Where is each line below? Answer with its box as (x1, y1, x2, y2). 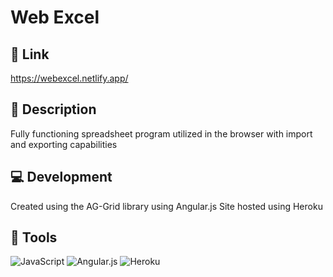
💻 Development (10, 169, 113, 186)
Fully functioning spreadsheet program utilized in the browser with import (10, 127, 313, 140)
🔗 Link (10, 46, 50, 63)
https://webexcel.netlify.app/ (10, 72, 129, 84)
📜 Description (10, 101, 97, 118)
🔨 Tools (10, 229, 58, 246)
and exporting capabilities (10, 138, 118, 150)
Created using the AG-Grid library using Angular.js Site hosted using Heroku (10, 200, 323, 212)
